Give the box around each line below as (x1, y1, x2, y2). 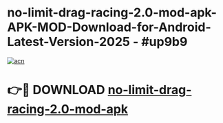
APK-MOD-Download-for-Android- (7, 19, 211, 35)
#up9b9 (140, 34, 188, 49)
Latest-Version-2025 (7, 34, 131, 49)
